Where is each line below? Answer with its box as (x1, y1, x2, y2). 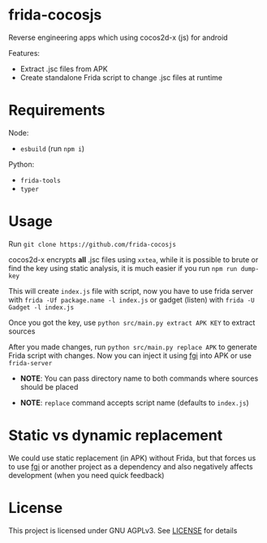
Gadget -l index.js (8, 303, 75, 312)
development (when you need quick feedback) (8, 470, 165, 480)
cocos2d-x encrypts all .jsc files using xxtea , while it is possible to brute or (8, 254, 259, 265)
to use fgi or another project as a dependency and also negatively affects (8, 461, 253, 472)
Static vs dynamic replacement (8, 426, 223, 444)
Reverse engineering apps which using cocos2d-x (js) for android (8, 32, 229, 42)
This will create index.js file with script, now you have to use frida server (8, 286, 254, 295)
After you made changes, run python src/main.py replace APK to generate (8, 342, 257, 351)
